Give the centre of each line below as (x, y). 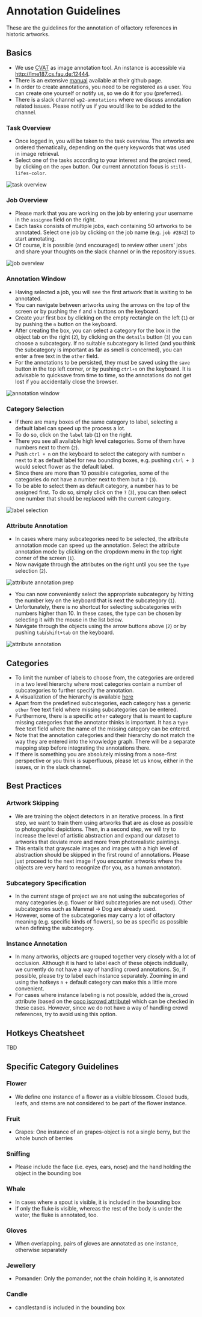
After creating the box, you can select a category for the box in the (97, 330)
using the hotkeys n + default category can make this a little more (96, 982)
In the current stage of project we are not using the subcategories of (100, 896)
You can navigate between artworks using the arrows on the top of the (103, 304)
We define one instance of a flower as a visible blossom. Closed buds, (102, 1097)
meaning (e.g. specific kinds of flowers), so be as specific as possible (101, 922)
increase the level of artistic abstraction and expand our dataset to (97, 835)
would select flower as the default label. (64, 466)
